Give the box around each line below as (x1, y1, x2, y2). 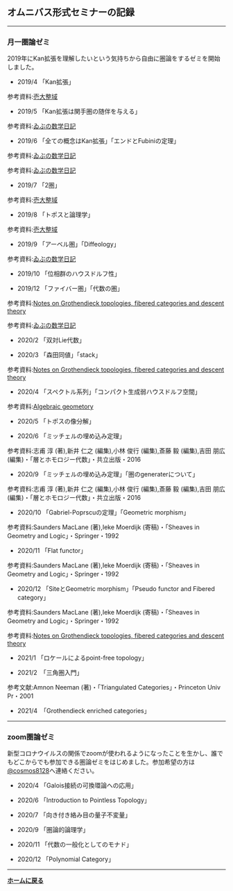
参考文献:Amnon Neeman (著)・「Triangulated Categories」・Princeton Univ (7, 683, 221, 692)
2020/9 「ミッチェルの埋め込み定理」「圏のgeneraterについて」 (17, 470, 199, 478)
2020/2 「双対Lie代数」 (17, 336, 85, 344)
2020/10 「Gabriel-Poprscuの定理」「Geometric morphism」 (17, 508, 190, 517)
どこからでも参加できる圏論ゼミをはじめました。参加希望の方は (12, 758, 196, 766)
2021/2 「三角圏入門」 (17, 669, 83, 677)
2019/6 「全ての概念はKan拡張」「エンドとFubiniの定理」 (17, 137, 180, 145)
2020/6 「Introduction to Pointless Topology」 (17, 796, 150, 804)
